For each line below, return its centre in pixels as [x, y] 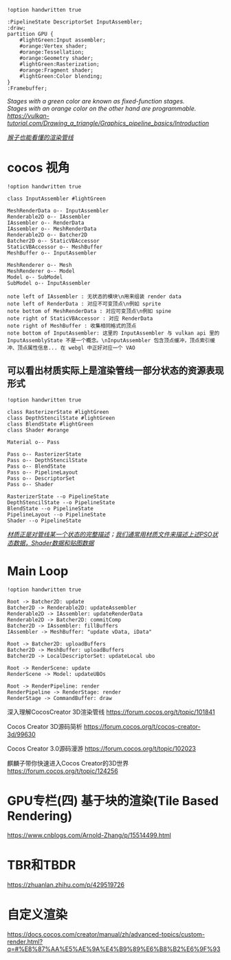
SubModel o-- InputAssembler [49, 283]
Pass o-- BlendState [37, 466]
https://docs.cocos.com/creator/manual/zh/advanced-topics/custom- [106, 934]
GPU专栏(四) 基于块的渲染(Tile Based [113, 801]
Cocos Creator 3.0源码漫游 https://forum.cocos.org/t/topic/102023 [101, 748]
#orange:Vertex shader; [54, 46]
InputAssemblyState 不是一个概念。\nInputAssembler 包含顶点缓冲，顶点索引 [109, 340]
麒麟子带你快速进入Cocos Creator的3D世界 [68, 763]
